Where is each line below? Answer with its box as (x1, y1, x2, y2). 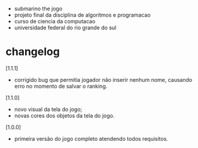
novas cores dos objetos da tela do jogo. (14, 112, 115, 119)
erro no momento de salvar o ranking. (14, 82, 108, 90)
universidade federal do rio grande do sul (14, 24, 117, 31)
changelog (5, 45, 60, 58)
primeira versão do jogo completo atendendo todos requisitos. (14, 135, 169, 142)
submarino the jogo (14, 5, 63, 12)
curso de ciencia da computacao (14, 18, 96, 24)
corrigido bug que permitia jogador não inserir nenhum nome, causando (14, 76, 193, 83)
